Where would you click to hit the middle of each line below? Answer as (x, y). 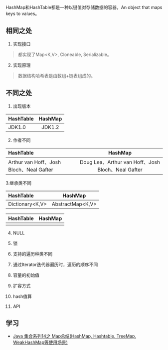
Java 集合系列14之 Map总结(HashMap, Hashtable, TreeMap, (75, 336)
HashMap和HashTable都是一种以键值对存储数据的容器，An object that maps (84, 7)
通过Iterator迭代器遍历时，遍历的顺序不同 (55, 264)
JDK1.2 (50, 127)
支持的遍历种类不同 (33, 253)
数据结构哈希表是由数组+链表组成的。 (57, 75)
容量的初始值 (26, 275)
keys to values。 (23, 13)
